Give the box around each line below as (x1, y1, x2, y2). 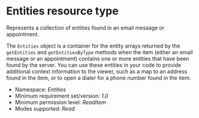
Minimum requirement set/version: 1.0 (14, 92, 108, 99)
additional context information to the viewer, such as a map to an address (6, 67, 188, 75)
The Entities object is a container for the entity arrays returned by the (6, 42, 180, 49)
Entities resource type (6, 4, 119, 18)
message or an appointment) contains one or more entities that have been (6, 55, 189, 62)
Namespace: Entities (14, 85, 66, 93)
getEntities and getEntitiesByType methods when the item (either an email (6, 48, 193, 55)
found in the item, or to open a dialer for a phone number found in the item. (6, 74, 191, 81)
